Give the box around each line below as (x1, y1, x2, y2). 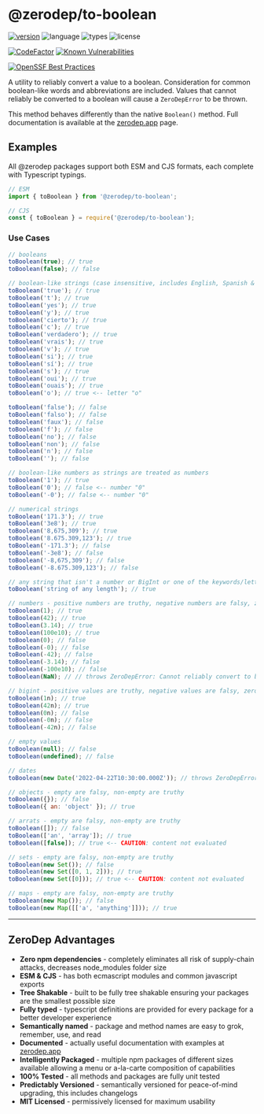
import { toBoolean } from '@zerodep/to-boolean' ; (8, 192, 178, 200)
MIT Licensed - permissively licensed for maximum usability (19, 1097, 216, 1106)
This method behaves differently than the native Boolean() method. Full (8, 109, 238, 119)
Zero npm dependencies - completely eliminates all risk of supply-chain (19, 954, 255, 964)
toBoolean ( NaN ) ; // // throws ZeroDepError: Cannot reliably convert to (8, 673, 251, 681)
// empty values (8, 738, 61, 746)
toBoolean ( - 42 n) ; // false (8, 723, 97, 732)
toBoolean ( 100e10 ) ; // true (8, 629, 101, 637)
